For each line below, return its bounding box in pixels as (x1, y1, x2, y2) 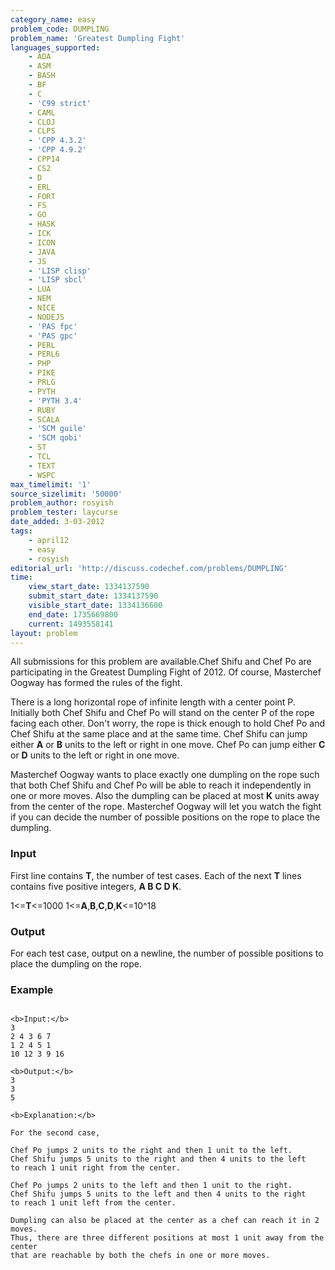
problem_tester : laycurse (10, 507, 118, 518)
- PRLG (28, 377, 56, 387)
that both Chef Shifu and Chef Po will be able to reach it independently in (10, 779, 312, 791)
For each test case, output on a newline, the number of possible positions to (10, 947, 324, 959)
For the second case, (10, 1128, 101, 1138)
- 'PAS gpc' (28, 331, 78, 341)
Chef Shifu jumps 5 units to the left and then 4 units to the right (10, 1189, 307, 1200)
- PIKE (28, 368, 56, 378)
